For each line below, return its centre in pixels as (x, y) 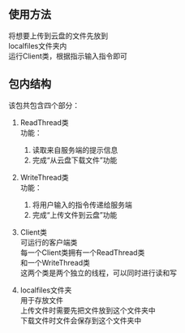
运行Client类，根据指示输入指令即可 (68, 56)
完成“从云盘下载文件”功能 (75, 160)
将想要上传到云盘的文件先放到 (58, 36)
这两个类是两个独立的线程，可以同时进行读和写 (98, 272)
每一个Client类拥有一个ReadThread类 (82, 252)
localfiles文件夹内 (38, 45)
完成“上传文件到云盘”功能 (75, 214)
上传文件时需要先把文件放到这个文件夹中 (88, 310)
